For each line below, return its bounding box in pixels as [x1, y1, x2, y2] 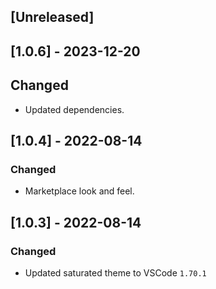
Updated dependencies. [24, 103, 125, 115]
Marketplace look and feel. [24, 185, 135, 197]
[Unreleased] [10, 9, 95, 26]
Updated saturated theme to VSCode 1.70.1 [24, 266, 207, 279]
